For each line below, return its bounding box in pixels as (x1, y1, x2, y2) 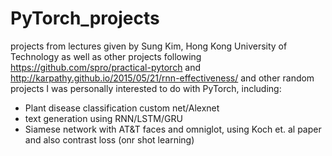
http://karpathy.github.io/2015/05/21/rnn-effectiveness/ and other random (10, 72, 315, 84)
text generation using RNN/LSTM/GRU (24, 112, 183, 124)
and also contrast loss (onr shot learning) (24, 133, 195, 146)
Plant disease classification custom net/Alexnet (24, 102, 220, 114)
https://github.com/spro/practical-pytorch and (10, 61, 202, 73)
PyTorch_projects (10, 7, 160, 30)
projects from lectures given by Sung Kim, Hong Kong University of (10, 40, 288, 52)
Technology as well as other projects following (10, 50, 202, 62)
